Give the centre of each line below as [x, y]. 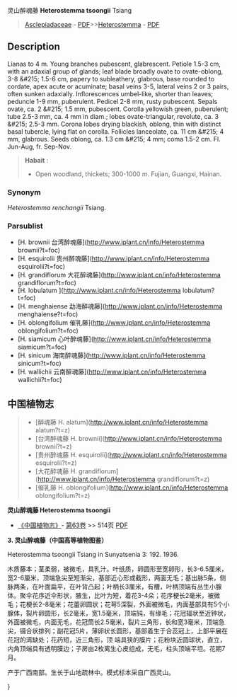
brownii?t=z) [53, 447]
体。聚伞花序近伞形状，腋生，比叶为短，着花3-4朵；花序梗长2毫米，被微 [114, 596]
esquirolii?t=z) [56, 463]
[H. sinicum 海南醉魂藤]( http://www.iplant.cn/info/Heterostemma [112, 355]
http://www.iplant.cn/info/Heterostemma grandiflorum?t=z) [124, 479]
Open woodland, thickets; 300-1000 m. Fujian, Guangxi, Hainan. [128, 174]
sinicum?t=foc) [39, 364]
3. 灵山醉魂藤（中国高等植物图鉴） [58, 541]
